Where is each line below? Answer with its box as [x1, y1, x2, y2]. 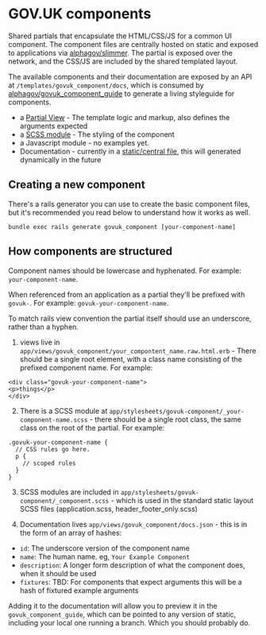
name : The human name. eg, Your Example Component [19, 551, 191, 561]
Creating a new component [8, 178, 145, 192]
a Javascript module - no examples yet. [19, 138, 149, 147]
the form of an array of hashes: [19, 528, 122, 537]
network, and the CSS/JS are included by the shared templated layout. [8, 56, 238, 66]
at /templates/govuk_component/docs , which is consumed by [8, 80, 204, 90]
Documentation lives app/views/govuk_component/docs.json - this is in [19, 519, 248, 529]
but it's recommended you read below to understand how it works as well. [8, 208, 251, 217]
